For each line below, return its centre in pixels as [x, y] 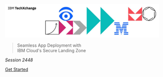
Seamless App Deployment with [49, 45]
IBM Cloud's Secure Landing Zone [51, 51]
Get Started [17, 70]
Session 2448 [19, 60]
